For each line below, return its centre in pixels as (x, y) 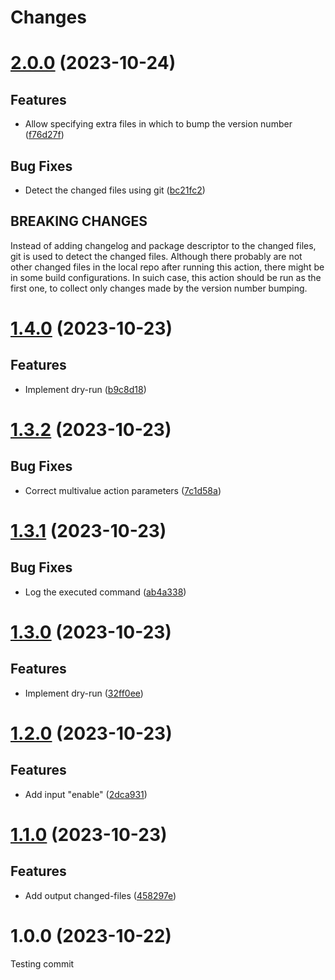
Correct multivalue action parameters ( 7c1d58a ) (123, 490)
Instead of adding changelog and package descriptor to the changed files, (163, 245)
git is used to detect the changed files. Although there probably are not (156, 256)
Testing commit (42, 963)
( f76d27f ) (44, 135)
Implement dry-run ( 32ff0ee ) (84, 693)
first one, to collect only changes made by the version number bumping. (159, 288)
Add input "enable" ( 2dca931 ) (86, 794)
